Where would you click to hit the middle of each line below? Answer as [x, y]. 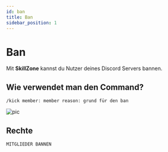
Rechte [20, 130]
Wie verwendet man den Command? [75, 87]
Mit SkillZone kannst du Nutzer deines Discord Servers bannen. [84, 68]
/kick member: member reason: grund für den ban [67, 101]
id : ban [16, 12]
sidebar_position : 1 [32, 23]
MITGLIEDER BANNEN [29, 144]
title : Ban [20, 17]
